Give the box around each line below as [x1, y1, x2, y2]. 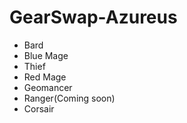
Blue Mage [23, 49, 69, 61]
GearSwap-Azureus [9, 6, 178, 29]
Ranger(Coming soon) [23, 92, 116, 104]
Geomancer [23, 81, 73, 93]
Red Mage [23, 71, 67, 83]
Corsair [23, 102, 55, 115]
